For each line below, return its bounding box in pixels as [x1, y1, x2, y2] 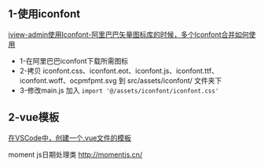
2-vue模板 [8, 111, 60, 124]
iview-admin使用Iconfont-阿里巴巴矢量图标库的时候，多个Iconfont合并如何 [8, 30, 249, 39]
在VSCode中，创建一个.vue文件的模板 [8, 133, 132, 143]
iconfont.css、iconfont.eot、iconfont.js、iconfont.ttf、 [42, 66, 218, 75]
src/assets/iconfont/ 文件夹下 [126, 75, 222, 85]
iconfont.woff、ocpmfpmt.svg [19, 75, 117, 85]
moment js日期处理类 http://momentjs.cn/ [8, 150, 143, 159]
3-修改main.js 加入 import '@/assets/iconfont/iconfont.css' [19, 85, 219, 95]
